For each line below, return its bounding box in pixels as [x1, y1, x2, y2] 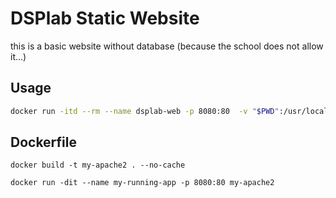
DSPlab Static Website [10, 7, 200, 30]
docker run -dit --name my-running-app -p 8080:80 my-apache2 [10, 178, 275, 188]
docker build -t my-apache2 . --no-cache [10, 160, 186, 171]
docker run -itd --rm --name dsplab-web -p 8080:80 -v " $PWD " [10, 106, 280, 116]
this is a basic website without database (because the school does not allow [10, 40, 324, 52]
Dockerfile [10, 134, 78, 151]
